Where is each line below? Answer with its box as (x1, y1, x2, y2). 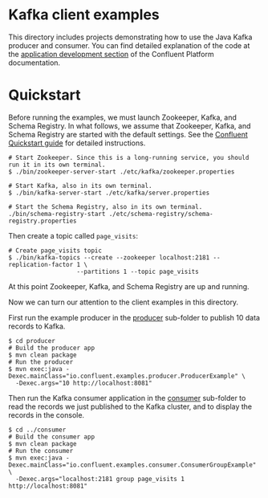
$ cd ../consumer (8, 426, 67, 434)
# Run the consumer (8, 447, 74, 455)
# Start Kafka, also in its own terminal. (8, 182, 152, 190)
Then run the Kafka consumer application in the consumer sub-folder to (8, 393, 246, 402)
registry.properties (8, 217, 78, 225)
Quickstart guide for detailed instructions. (8, 138, 146, 148)
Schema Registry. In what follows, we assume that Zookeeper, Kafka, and (8, 120, 251, 130)
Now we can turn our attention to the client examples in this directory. (8, 297, 239, 307)
